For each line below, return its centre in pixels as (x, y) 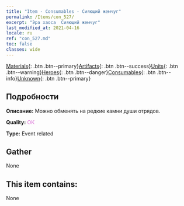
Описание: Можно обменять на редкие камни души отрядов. (83, 111)
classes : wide (23, 50)
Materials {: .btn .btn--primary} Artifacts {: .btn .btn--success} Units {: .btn (92, 66)
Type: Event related (30, 133)
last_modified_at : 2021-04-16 (43, 28)
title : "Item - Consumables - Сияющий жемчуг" (64, 11)
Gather (19, 151)
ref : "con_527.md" (28, 39)
